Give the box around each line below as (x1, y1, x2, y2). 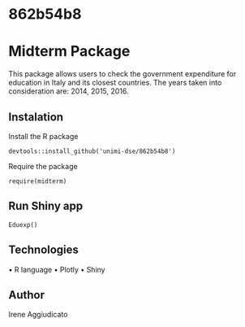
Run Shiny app (8, 199, 84, 213)
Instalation (8, 110, 63, 124)
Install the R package (8, 131, 79, 141)
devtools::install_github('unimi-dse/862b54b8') (8, 147, 176, 155)
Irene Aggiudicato (8, 310, 68, 320)
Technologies (8, 243, 80, 257)
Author (8, 288, 45, 302)
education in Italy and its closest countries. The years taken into (8, 78, 222, 88)
